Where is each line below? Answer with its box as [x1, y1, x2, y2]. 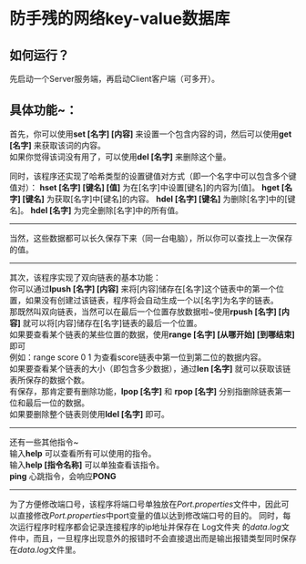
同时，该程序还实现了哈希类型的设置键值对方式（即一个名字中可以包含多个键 [9, 170, 297, 181]
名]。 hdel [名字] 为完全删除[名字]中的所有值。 [9, 204, 184, 215]
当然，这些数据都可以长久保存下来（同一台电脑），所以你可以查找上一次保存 [9, 232, 293, 243]
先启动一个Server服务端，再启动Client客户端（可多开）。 [9, 74, 220, 84]
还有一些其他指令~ [9, 436, 79, 447]
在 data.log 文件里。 [9, 544, 81, 555]
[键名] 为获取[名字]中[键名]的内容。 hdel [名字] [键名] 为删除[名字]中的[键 [22, 193, 296, 204]
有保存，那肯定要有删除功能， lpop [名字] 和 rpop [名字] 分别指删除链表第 [9, 385, 283, 396]
